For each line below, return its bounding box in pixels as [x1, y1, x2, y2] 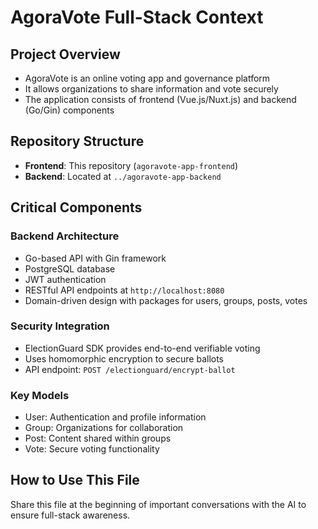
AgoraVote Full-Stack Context [10, 6, 264, 29]
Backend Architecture [10, 229, 120, 243]
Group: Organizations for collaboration [24, 422, 184, 434]
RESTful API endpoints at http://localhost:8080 [24, 284, 225, 296]
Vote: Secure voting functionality [24, 443, 160, 455]
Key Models [10, 388, 70, 402]
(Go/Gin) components [24, 104, 115, 116]
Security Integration [10, 319, 110, 333]
